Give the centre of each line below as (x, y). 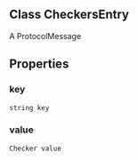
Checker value (36, 148)
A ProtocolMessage (45, 36)
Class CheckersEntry (69, 15)
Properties (39, 64)
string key (29, 108)
